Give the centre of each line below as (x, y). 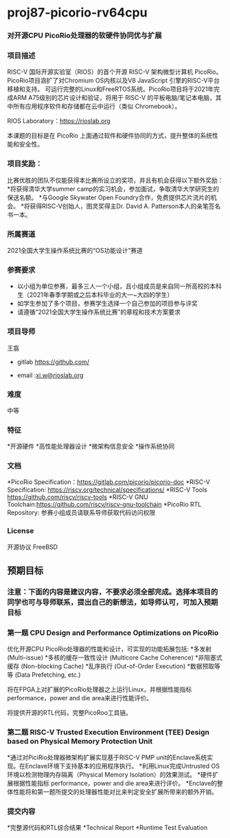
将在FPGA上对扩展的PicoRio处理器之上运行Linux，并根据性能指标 (100, 689)
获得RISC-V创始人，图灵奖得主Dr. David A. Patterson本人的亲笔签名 (125, 206)
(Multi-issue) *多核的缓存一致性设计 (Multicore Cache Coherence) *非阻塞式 (115, 658)
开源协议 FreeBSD (33, 547)
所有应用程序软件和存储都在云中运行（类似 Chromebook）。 (97, 106)
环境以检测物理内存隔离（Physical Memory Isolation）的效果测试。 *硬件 (110, 774)
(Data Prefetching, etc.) (48, 675)
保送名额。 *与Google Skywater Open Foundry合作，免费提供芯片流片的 (109, 197)
